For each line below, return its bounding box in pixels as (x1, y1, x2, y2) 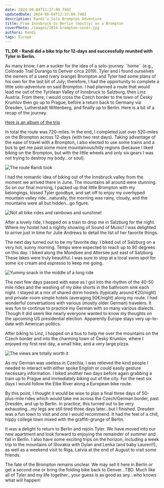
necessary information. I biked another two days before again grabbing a (5, 370, 152, 376)
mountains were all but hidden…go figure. (5, 200, 90, 206)
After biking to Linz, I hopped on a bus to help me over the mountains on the (5, 330, 159, 336)
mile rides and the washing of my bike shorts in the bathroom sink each (5, 284, 149, 290)
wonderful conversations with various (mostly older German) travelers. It (5, 300, 152, 306)
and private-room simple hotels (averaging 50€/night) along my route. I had (5, 294, 158, 300)
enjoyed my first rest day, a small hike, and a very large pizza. (5, 341, 130, 346)
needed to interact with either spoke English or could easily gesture (5, 365, 141, 371)
